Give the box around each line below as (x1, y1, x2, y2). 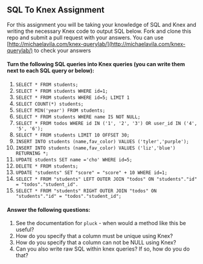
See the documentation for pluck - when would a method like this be (15, 220, 186, 227)
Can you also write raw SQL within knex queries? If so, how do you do (15, 245, 190, 252)
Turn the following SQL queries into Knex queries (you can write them (7, 61, 185, 68)
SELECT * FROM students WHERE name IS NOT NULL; (15, 114, 141, 120)
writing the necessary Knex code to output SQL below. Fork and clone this (7, 27, 192, 35)
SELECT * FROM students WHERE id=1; (15, 88, 108, 95)
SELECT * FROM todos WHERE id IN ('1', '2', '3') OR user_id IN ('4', (15, 121, 198, 127)
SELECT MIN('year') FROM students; (15, 107, 106, 114)
